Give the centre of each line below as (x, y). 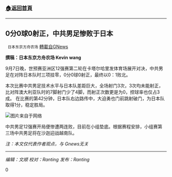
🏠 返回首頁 (19, 8)
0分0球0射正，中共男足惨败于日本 (59, 34)
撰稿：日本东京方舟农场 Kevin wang (43, 58)
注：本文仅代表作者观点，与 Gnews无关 (47, 144)
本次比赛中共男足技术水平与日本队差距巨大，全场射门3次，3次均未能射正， (84, 86)
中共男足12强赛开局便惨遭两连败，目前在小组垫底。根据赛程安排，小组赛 (82, 127)
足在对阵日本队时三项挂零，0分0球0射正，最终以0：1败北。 (68, 75)
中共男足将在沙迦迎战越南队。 (46, 133)
